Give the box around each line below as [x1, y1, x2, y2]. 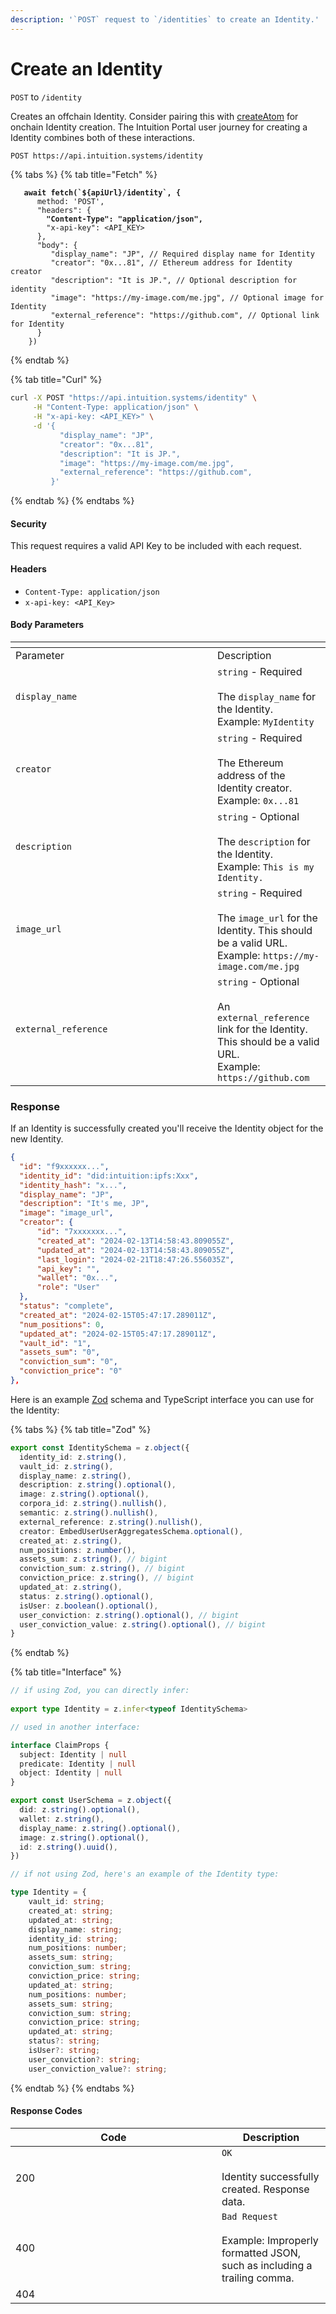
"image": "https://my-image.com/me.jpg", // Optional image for [50, 293, 325, 303]
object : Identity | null [19, 1768, 123, 1778]
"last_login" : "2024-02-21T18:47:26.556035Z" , [36, 1254, 235, 1265]
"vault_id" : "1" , [19, 1338, 92, 1348]
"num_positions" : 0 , [19, 1319, 105, 1330]
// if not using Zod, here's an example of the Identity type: [10, 1869, 280, 1880]
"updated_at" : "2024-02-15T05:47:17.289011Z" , [19, 1329, 217, 1339]
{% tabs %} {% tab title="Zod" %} [10, 1423, 152, 1435]
